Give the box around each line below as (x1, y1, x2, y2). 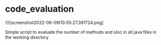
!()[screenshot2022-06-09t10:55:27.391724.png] (5, 20, 104, 25)
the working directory (5, 34, 49, 40)
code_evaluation (5, 3, 74, 15)
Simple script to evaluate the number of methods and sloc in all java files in (5, 29, 157, 35)
